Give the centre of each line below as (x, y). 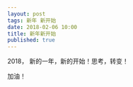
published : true (31, 40)
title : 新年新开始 (32, 34)
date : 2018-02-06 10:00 (42, 27)
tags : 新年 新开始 (32, 21)
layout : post (27, 14)
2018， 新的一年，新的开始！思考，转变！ (68, 62)
